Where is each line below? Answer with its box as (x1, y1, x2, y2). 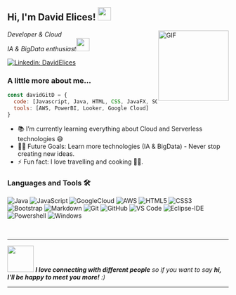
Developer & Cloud (7, 29, 62, 39)
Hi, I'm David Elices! (7, 11, 96, 23)
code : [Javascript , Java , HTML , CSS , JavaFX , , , (13, 98, 188, 105)
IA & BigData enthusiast (7, 44, 77, 53)
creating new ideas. (17, 149, 75, 158)
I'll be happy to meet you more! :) (7, 273, 105, 281)
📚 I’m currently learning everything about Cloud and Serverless (17, 124, 202, 133)
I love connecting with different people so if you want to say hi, (34, 265, 222, 274)
